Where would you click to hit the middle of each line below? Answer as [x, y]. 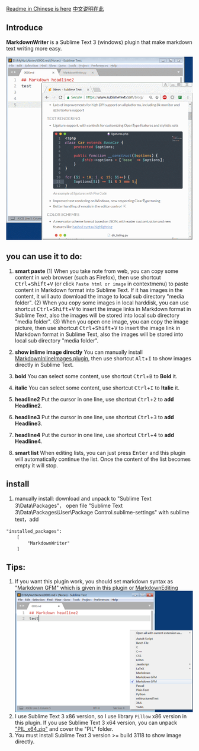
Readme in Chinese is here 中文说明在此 [55, 9]
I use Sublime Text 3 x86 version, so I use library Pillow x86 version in [101, 716]
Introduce [25, 28]
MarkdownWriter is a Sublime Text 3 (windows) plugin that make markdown [99, 42]
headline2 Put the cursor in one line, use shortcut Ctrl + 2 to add [94, 399]
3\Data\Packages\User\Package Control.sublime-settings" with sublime [102, 512]
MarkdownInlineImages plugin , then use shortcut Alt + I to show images [103, 358]
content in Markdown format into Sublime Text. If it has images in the [99, 290]
